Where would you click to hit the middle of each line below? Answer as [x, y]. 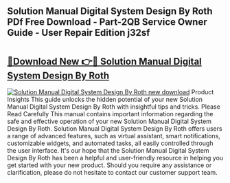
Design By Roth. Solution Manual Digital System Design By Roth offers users [115, 129]
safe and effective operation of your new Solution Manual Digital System [109, 121]
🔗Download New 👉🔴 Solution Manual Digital [105, 61]
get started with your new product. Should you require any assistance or [110, 165]
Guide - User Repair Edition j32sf [79, 33]
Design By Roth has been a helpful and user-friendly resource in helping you [115, 158]
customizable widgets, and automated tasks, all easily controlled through [110, 143]
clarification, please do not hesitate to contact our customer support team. [112, 172]
